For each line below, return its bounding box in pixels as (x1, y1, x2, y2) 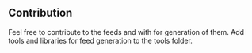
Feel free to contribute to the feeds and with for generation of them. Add (8, 27, 244, 36)
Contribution (8, 6, 73, 20)
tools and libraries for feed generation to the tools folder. (8, 36, 193, 45)
